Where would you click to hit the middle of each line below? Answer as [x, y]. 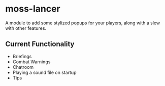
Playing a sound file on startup [44, 72]
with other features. [26, 28]
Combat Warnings [31, 62]
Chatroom [23, 67]
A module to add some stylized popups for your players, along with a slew [83, 23]
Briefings [22, 56]
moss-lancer [33, 9]
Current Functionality [40, 44]
